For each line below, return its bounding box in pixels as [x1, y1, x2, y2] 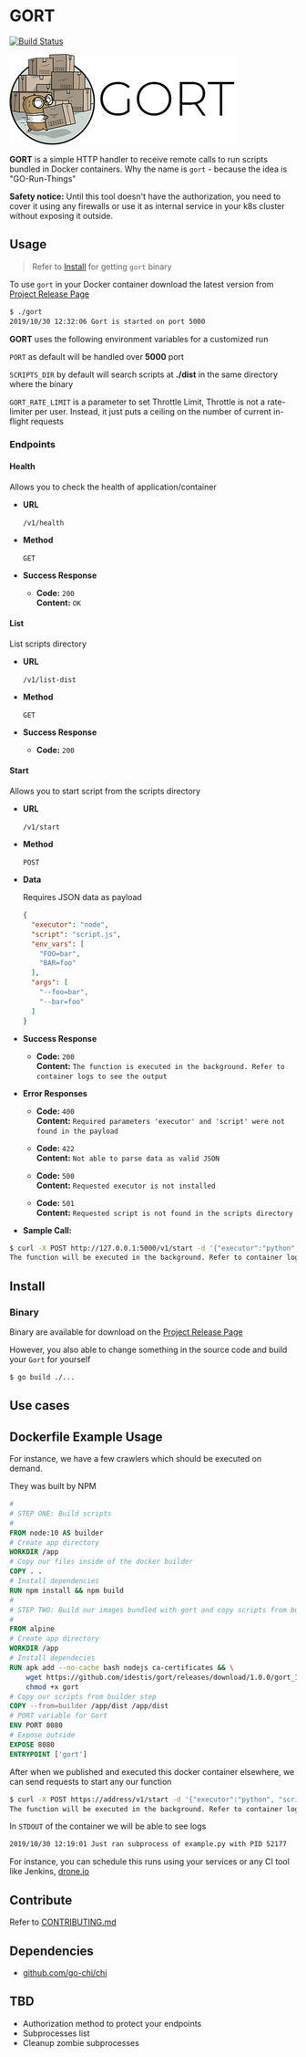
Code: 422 [36, 1142, 75, 1153]
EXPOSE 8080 [9, 1740, 55, 1749]
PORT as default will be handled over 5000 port [9, 351, 185, 362]
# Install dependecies [9, 1653, 96, 1663]
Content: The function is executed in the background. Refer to [36, 1060, 285, 1071]
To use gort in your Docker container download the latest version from [9, 278, 274, 289]
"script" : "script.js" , [31, 929, 121, 939]
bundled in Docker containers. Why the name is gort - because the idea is [9, 163, 288, 174]
